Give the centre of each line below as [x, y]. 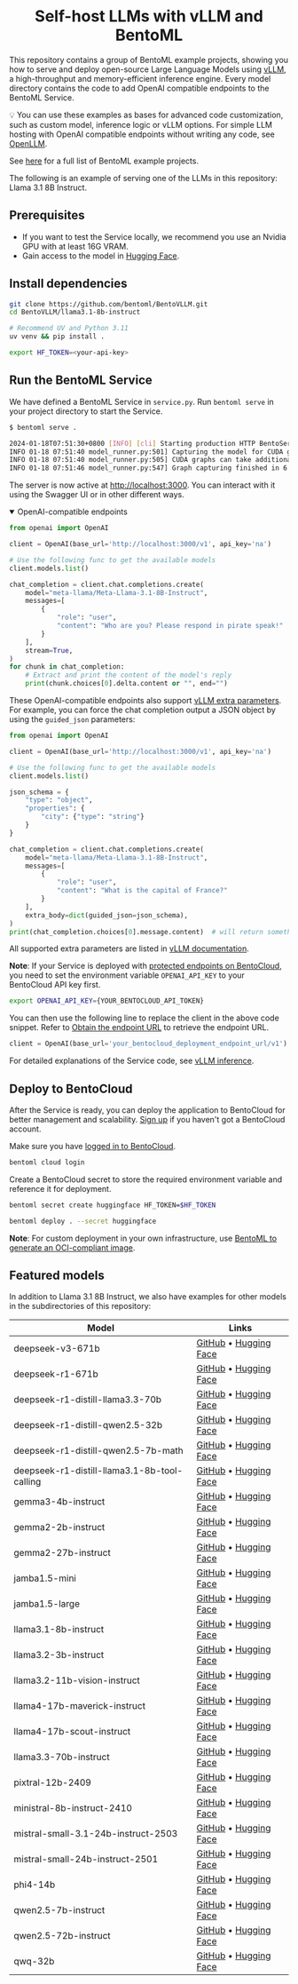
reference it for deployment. [60, 1188]
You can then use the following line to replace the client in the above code [144, 1018]
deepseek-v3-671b [57, 1349]
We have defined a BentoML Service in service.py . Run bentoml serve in [142, 401]
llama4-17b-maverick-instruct [80, 1706]
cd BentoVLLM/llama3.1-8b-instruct [75, 313]
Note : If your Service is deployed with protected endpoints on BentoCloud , [145, 966]
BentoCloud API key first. [55, 985]
